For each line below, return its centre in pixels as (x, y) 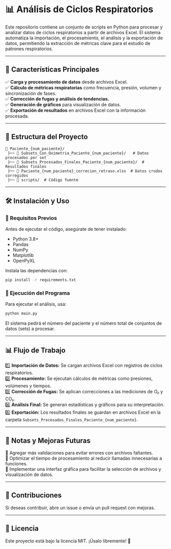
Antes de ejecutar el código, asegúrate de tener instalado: (66, 229)
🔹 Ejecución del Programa (38, 293)
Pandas (21, 245)
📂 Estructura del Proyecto (47, 137)
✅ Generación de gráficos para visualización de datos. (63, 104)
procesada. (17, 116)
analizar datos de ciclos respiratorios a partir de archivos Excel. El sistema (83, 32)
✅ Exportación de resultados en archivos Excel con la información (76, 110)
